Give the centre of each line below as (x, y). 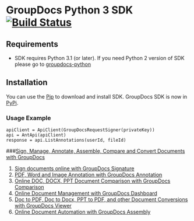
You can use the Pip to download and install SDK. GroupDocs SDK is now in (97, 96)
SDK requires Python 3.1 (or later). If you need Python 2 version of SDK (99, 58)
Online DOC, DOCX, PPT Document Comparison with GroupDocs (92, 181)
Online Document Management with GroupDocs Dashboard (86, 194)
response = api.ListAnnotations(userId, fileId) (66, 141)
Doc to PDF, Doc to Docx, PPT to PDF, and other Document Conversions (101, 199)
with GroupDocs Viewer (43, 206)
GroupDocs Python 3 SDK (70, 10)
